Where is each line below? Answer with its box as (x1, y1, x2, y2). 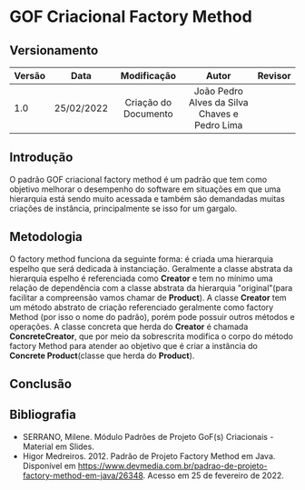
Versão (14, 70, 46, 82)
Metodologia (9, 229, 84, 245)
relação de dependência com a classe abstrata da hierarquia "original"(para (9, 282, 293, 293)
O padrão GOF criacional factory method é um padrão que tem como (9, 174, 268, 185)
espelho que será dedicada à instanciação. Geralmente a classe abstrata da (9, 263, 293, 274)
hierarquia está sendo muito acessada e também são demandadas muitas (9, 193, 286, 204)
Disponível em (22, 460, 76, 471)
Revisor (257, 70, 291, 82)
